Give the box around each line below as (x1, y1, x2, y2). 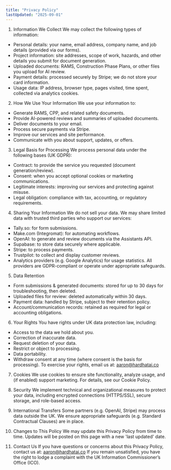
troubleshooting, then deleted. (13, 288, 77, 294)
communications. (13, 178, 50, 184)
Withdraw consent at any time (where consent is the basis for (13, 356, 142, 362)
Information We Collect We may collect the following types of (13, 26, 142, 32)
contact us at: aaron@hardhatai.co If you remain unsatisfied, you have (13, 449, 160, 455)
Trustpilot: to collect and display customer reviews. (13, 252, 121, 258)
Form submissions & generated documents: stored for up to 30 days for (13, 282, 163, 288)
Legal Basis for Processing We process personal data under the (13, 146, 147, 153)
